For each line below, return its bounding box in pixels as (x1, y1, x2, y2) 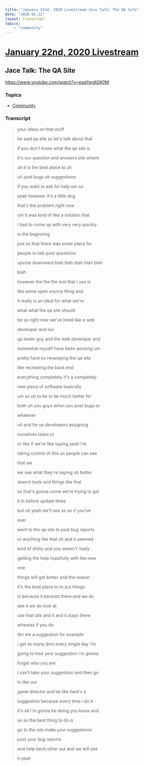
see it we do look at (17, 603, 57, 609)
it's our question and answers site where (17, 154, 99, 160)
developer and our (17, 326, 55, 332)
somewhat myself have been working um (17, 345, 100, 351)
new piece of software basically (17, 383, 82, 389)
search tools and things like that (17, 479, 82, 485)
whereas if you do (17, 622, 54, 628)
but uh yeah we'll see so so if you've (17, 507, 91, 513)
